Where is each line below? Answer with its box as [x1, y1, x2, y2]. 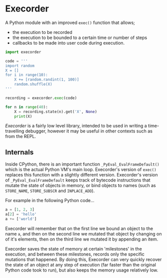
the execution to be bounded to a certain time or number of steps [12, 34, 147, 40]
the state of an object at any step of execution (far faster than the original [5, 261, 156, 267]
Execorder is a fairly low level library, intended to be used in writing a [5, 123, 147, 129]
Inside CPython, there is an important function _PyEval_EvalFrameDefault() [5, 161, 160, 167]
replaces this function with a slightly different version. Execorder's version [5, 172, 158, 178]
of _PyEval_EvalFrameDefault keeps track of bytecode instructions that [5, 177, 151, 183]
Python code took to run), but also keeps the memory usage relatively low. [5, 267, 158, 273]
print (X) [14, 113, 32, 119]
